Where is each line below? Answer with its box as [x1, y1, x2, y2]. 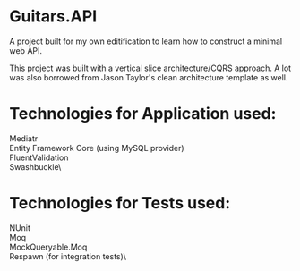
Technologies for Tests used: [9, 193, 231, 214]
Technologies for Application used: [9, 104, 277, 124]
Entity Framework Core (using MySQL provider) [9, 142, 185, 153]
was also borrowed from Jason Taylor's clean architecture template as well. [9, 72, 288, 82]
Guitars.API [9, 6, 98, 27]
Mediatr [9, 132, 39, 144]
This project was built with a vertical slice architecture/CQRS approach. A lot [9, 63, 292, 73]
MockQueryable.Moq [9, 241, 88, 252]
